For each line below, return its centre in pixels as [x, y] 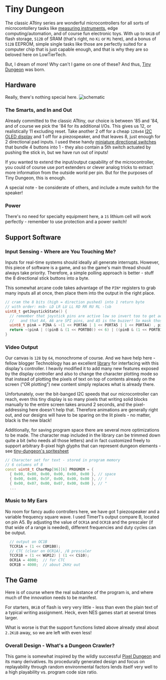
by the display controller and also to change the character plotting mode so [82, 374]
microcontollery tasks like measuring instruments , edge [62, 28]
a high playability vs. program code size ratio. [51, 672]
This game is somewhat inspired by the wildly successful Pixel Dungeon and [83, 656]
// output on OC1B [29, 542]
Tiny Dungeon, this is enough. [36, 178]
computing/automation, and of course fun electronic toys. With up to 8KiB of [83, 33]
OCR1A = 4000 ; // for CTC [37, 560]
